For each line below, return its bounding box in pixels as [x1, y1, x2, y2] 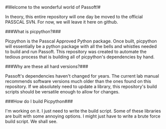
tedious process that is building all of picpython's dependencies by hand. [5, 54, 155, 60]
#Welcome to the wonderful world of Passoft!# [5, 4, 101, 10]
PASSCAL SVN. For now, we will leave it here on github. [5, 19, 118, 25]
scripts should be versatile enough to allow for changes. [5, 89, 120, 94]
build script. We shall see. [5, 119, 58, 124]
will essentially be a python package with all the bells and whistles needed [5, 43, 157, 49]
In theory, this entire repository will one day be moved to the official [5, 14, 143, 19]
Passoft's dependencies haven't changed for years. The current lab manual [5, 73, 160, 79]
